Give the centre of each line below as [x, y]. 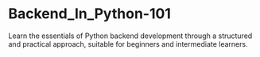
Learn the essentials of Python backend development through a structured [130, 36]
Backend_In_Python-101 [89, 14]
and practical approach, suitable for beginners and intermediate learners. [128, 44]
